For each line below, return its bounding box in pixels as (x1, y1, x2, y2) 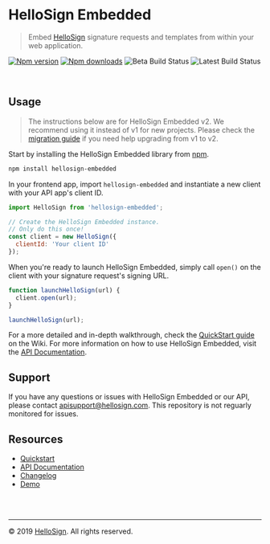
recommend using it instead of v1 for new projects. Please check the (27, 125, 256, 134)
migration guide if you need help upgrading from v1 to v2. (27, 133, 219, 143)
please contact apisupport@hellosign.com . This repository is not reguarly (8, 400, 252, 411)
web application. (27, 40, 84, 50)
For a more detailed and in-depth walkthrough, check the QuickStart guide (8, 330, 255, 340)
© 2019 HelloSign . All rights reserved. (8, 526, 133, 536)
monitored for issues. (8, 409, 79, 419)
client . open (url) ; (15, 293, 78, 302)
